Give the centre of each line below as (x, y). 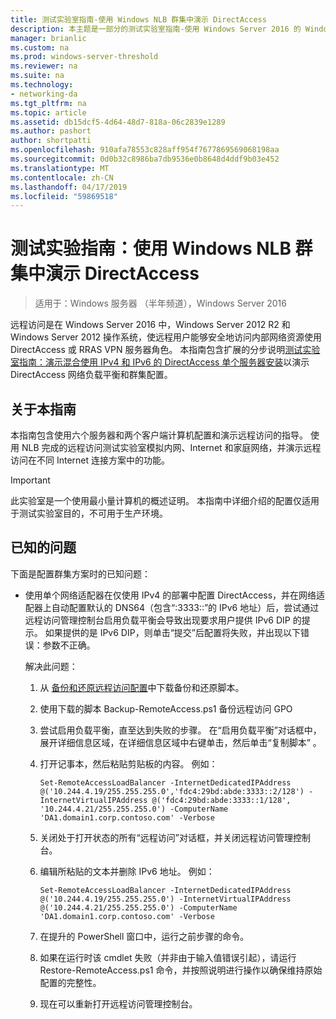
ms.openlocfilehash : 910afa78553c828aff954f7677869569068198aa (145, 150)
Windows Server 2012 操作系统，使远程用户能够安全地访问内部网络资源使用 (166, 337)
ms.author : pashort (51, 131)
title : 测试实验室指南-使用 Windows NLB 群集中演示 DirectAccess (138, 19)
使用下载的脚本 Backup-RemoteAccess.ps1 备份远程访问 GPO (166, 708)
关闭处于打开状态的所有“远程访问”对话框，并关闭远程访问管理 (166, 837)
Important (30, 480)
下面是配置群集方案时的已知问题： (80, 573)
